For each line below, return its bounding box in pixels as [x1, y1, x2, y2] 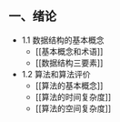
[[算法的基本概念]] [35, 80, 104, 91]
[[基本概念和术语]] [35, 46, 104, 56]
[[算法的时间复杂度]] [35, 91, 112, 102]
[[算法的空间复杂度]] [35, 103, 112, 114]
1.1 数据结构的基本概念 [21, 35, 105, 46]
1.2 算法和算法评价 [21, 68, 91, 79]
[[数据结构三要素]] [35, 57, 104, 68]
